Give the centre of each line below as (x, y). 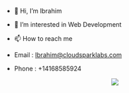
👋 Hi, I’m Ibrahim (38, 11)
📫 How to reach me (43, 38)
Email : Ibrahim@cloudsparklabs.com (68, 55)
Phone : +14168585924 (48, 68)
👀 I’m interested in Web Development (68, 24)
